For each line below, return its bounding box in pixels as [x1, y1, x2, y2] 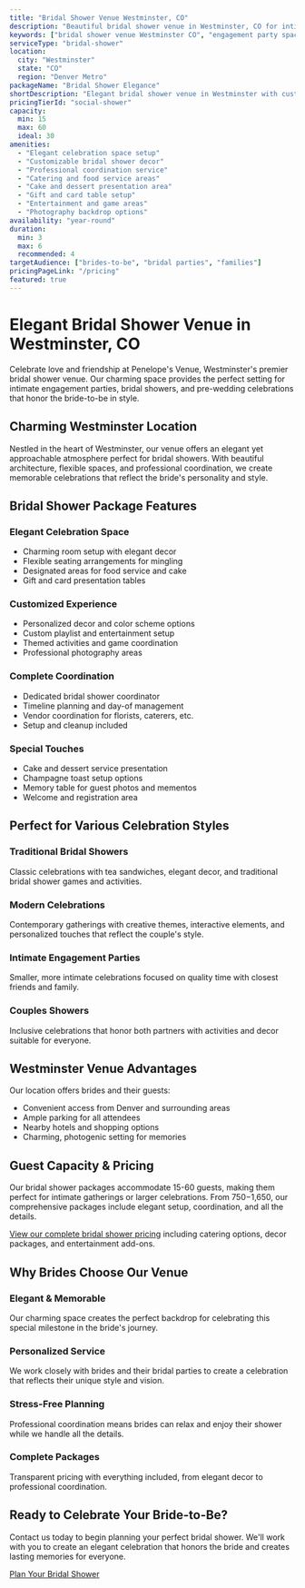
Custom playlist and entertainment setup [22, 628, 175, 639]
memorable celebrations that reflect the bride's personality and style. [9, 471, 269, 482]
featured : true [9, 275, 67, 284]
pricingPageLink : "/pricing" [9, 267, 120, 276]
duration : [9, 224, 47, 233]
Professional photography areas [22, 647, 143, 659]
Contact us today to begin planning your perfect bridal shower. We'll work [9, 1532, 286, 1543]
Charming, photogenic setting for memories [22, 1132, 187, 1143]
